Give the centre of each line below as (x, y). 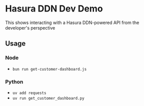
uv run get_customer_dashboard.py (48, 98)
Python (14, 81)
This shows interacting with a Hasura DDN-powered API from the (72, 22)
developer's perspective (30, 27)
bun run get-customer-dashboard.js (49, 69)
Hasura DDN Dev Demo (54, 9)
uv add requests (29, 93)
